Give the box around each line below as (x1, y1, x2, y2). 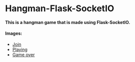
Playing (12, 46, 28, 52)
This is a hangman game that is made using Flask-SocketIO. (5, 19, 131, 25)
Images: (5, 30, 22, 37)
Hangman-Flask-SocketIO (5, 3, 115, 14)
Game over (12, 52, 35, 58)
